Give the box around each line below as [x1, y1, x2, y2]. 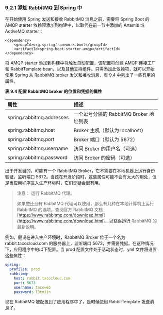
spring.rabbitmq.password [7, 154, 68, 161]
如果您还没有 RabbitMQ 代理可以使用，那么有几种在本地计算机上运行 [16, 201, 154, 207]
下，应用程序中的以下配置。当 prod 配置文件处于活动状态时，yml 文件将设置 [5, 246, 157, 252]
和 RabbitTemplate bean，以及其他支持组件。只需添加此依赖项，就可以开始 [5, 66, 155, 72]
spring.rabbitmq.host [7, 127, 55, 134]
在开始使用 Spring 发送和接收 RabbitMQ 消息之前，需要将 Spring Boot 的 [5, 16, 149, 22]
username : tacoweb [14, 285, 51, 290]
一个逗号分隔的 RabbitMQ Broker [73, 111, 148, 118]
